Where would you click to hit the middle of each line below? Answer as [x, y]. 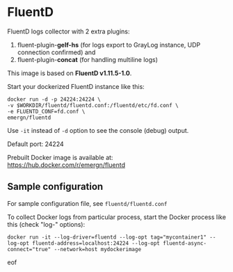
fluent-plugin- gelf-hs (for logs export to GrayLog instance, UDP [109, 45]
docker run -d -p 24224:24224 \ [54, 99]
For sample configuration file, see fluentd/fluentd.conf [87, 203]
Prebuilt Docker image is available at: [60, 157]
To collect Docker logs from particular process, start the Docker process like [116, 217]
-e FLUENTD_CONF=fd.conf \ [46, 111]
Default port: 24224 [35, 144]
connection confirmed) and [56, 52]
